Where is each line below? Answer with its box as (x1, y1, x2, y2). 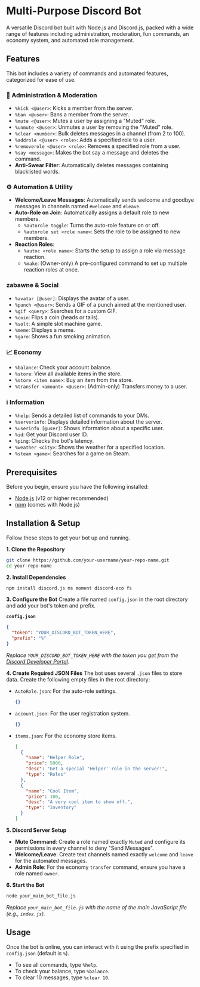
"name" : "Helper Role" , (26, 755, 85, 761)
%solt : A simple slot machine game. (14, 320, 103, 327)
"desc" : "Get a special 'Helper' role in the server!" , (26, 766, 168, 772)
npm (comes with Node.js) (14, 501, 81, 508)
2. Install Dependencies (6, 573, 66, 581)
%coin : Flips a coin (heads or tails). (14, 313, 100, 320)
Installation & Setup (6, 518, 81, 529)
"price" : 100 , (26, 794, 61, 800)
